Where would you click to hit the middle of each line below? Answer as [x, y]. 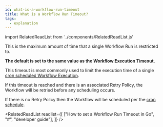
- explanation [24, 23]
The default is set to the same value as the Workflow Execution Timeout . [80, 61]
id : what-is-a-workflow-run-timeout [42, 9]
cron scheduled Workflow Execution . [42, 75]
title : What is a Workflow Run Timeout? [47, 14]
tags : [10, 18]
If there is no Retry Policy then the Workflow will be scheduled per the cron [81, 100]
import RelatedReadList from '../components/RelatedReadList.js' [69, 37]
